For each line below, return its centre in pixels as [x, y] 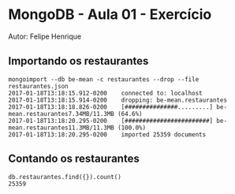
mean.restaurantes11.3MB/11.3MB [61, 128]
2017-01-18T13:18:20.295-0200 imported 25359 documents [107, 134]
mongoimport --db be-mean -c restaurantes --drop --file [104, 79]
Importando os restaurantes [78, 61]
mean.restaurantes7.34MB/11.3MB [61, 114]
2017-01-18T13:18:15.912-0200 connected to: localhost [105, 93]
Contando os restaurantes [74, 159]
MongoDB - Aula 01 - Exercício [110, 15]
